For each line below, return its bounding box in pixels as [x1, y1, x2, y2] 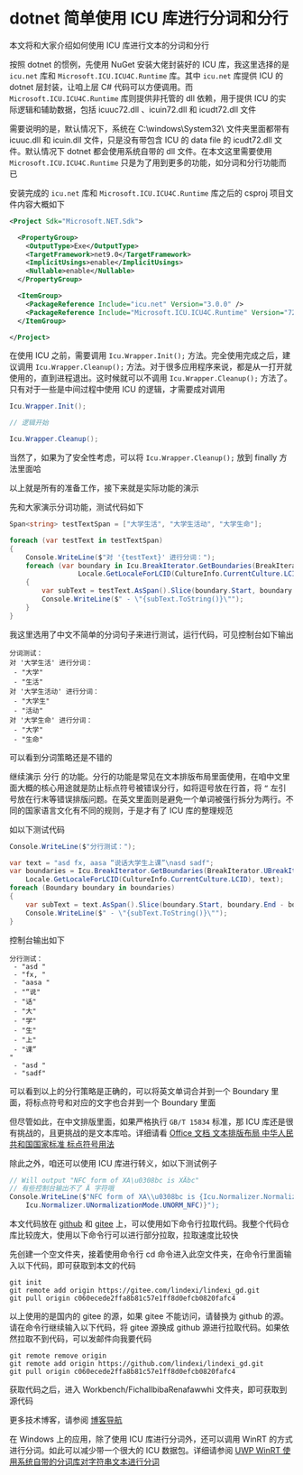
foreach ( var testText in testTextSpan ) [9, 536, 164, 545]
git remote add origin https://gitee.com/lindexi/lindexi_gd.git [9, 1286, 260, 1295]
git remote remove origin [9, 1351, 106, 1360]
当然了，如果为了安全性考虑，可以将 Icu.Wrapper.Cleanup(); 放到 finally [9, 452, 278, 463]
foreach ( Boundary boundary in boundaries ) [9, 883, 176, 893]
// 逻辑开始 [9, 419, 50, 428]
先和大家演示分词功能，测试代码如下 [9, 502, 144, 512]
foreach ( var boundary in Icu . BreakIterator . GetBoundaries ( [25, 561, 256, 570]
